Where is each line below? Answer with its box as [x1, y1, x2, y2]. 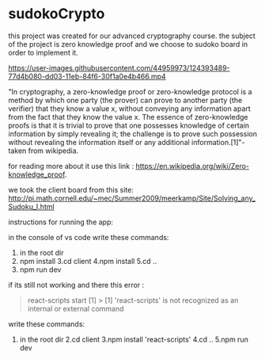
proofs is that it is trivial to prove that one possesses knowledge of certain [8, 120, 250, 130]
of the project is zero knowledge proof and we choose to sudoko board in [8, 39, 248, 48]
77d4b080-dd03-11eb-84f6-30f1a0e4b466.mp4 [8, 71, 166, 81]
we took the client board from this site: [8, 185, 134, 194]
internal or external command [27, 304, 124, 313]
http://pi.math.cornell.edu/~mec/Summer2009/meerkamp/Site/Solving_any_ [8, 193, 256, 203]
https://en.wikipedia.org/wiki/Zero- [135, 161, 250, 170]
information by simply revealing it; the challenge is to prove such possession [8, 128, 257, 139]
